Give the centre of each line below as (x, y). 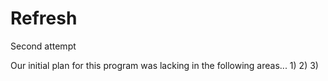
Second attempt (43, 46)
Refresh (44, 18)
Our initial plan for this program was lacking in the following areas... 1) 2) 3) (164, 65)
